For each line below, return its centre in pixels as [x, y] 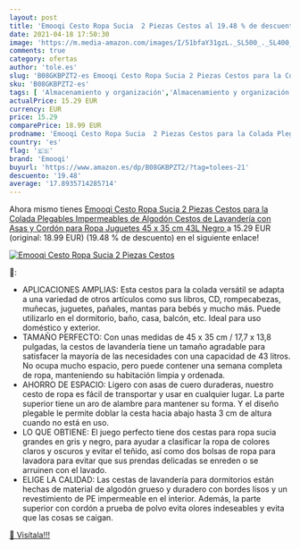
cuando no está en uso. [66, 423]
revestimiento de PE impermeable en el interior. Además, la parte [142, 499]
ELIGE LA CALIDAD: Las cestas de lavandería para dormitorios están [148, 480]
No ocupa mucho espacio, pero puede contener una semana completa [152, 366]
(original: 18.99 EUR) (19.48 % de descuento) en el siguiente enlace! [134, 238]
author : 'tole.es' [43, 68]
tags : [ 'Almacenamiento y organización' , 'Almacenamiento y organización [150, 92]
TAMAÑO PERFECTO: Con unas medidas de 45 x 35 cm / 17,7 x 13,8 [147, 337]
